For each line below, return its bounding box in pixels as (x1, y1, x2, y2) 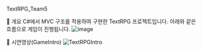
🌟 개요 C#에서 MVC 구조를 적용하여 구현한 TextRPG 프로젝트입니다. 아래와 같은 (6, 18, 196, 25)
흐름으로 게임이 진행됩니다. (6, 26, 70, 32)
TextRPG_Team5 (6, 6, 48, 12)
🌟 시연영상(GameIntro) (6, 39, 62, 45)
